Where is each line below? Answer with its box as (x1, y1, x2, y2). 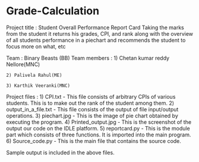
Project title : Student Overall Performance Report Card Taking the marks (6, 24, 184, 31)
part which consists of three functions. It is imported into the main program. (6, 131, 191, 138)
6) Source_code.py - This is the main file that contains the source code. (6, 137, 181, 144)
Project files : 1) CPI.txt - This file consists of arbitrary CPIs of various (6, 93, 176, 100)
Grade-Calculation (6, 4, 100, 18)
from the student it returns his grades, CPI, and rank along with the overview (6, 30, 194, 37)
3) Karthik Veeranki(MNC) (6, 82, 70, 89)
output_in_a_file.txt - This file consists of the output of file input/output (6, 105, 179, 113)
